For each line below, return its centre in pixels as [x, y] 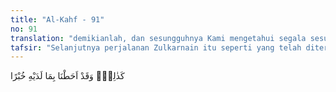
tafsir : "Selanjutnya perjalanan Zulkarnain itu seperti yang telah [156, 47]
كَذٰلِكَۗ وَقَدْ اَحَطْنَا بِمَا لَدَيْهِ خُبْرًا [67, 76]
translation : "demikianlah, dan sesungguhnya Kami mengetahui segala [158, 38]
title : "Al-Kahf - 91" [57, 19]
